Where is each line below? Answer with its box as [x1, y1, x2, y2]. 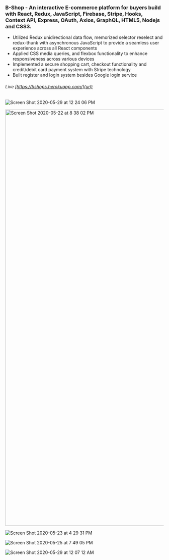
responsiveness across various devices [12, 56, 95, 62]
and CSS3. [5, 23, 32, 30]
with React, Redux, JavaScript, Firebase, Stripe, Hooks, [5, 10, 143, 17]
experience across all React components [12, 45, 97, 52]
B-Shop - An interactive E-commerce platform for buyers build [5, 4, 161, 11]
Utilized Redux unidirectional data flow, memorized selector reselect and [12, 34, 163, 40]
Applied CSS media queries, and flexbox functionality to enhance [12, 50, 148, 57]
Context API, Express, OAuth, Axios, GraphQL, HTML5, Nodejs [5, 17, 160, 24]
